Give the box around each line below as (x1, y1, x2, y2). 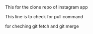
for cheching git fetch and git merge (5, 23, 79, 29)
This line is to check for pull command (5, 14, 84, 19)
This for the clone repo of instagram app (5, 4, 88, 10)
